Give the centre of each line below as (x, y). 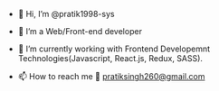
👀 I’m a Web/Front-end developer (80, 31)
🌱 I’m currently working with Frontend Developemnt (114, 49)
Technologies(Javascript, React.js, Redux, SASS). (110, 58)
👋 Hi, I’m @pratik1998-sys (66, 14)
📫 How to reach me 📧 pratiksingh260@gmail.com (111, 76)
